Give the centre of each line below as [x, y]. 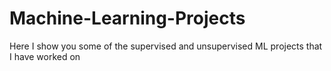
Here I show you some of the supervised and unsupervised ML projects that [166, 46]
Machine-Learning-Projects [127, 18]
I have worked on [45, 56]
